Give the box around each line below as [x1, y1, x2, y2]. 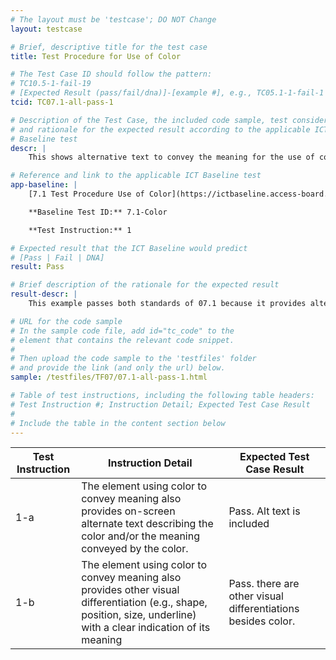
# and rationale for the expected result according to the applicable [10, 124, 311, 135]
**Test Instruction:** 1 [28, 225, 132, 235]
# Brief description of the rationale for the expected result [10, 280, 280, 290]
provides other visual [81, 583, 180, 597]
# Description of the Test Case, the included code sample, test [10, 115, 288, 125]
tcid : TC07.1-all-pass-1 [10, 97, 114, 107]
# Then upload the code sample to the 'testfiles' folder [10, 354, 257, 364]
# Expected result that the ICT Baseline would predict [10, 243, 248, 253]
